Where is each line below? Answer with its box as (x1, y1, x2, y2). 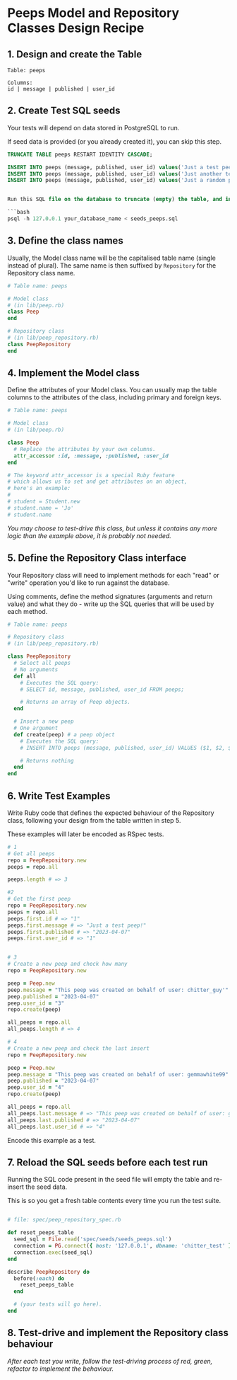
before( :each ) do (13, 1274, 65, 1282)
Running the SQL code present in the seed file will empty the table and (7, 1175, 212, 1184)
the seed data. (25, 1182, 68, 1191)
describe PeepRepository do (7, 1268, 90, 1275)
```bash (7, 209, 30, 216)
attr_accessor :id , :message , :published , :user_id (13, 452, 169, 460)
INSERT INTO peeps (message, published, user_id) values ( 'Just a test (7, 164, 219, 171)
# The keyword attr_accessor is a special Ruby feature (7, 472, 175, 479)
